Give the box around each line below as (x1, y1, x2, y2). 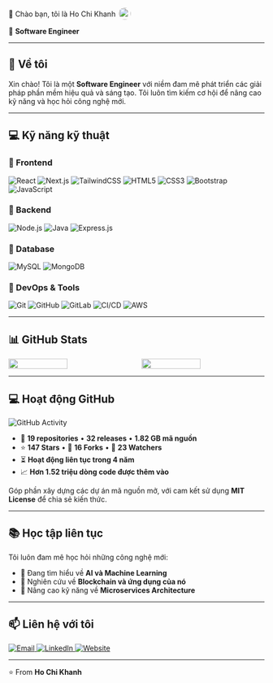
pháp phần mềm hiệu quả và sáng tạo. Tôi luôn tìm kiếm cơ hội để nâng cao (8, 88, 262, 98)
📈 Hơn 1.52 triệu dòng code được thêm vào (19, 467, 169, 477)
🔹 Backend (8, 204, 51, 215)
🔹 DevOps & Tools (8, 282, 80, 294)
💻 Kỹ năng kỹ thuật (8, 128, 110, 142)
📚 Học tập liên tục (8, 527, 104, 541)
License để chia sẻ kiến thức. (8, 494, 107, 504)
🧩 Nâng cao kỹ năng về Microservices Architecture (19, 585, 196, 595)
